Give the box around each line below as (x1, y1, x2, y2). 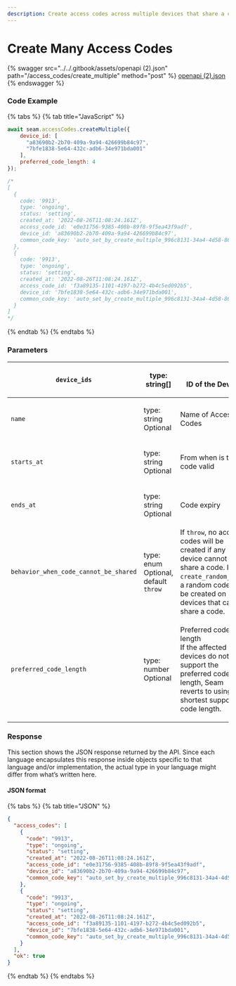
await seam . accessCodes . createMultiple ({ (7, 126, 131, 133)
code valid (180, 461, 215, 471)
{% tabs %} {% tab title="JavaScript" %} (7, 112, 125, 120)
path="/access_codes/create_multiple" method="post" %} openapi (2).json (7, 71, 226, 79)
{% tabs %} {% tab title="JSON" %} (7, 802, 111, 810)
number (143, 664, 170, 674)
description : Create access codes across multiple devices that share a (7, 10, 225, 18)
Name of (180, 409, 209, 419)
